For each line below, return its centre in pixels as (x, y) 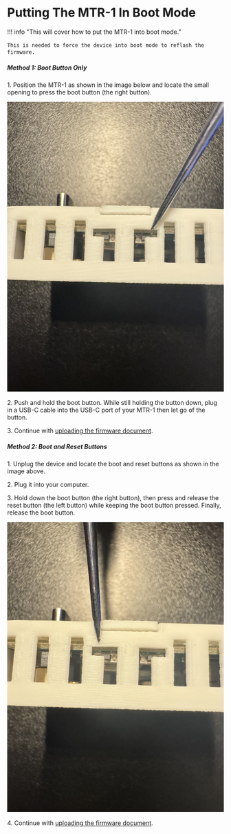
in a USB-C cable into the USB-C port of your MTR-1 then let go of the (106, 410)
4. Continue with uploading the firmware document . (80, 823)
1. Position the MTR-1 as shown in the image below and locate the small (108, 85)
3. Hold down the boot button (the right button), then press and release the (113, 497)
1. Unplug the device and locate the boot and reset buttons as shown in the (113, 464)
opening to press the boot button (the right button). (80, 92)
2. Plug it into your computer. (48, 484)
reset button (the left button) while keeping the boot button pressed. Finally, (114, 505)
